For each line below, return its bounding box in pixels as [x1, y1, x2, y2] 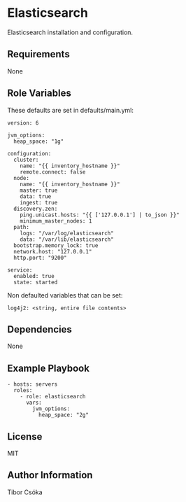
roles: [13, 387, 33, 394]
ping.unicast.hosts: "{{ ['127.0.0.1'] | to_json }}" [20, 211, 180, 218]
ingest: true [20, 199, 58, 206]
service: [7, 266, 33, 274]
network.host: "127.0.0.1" [13, 248, 92, 255]
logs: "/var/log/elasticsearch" [20, 230, 114, 237]
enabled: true [13, 272, 55, 279]
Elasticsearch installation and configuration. [7, 28, 134, 36]
